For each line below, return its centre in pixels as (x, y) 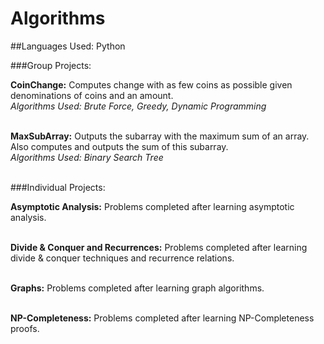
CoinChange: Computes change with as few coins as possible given (151, 84)
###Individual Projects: (58, 187)
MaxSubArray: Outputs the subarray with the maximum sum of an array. (160, 136)
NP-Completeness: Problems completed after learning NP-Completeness (162, 318)
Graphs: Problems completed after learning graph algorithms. (137, 288)
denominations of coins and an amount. (92, 95)
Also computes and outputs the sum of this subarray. (119, 146)
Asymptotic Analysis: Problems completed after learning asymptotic (152, 206)
